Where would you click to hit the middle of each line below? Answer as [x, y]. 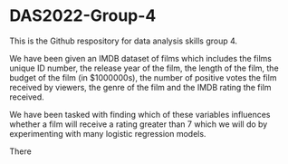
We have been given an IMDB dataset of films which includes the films [140, 58]
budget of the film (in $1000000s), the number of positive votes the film [143, 77]
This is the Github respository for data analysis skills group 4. [124, 41]
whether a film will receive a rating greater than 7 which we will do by [139, 124]
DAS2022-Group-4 [83, 16]
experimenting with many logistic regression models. [108, 133]
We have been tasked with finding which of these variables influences [140, 114]
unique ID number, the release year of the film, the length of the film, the [144, 68]
